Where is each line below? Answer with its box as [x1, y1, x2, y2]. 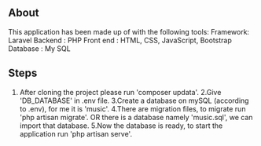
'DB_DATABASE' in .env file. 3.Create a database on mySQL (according [19, 96, 249, 105]
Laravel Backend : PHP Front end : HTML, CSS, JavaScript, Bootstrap [8, 35, 232, 45]
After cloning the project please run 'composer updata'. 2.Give [19, 87, 222, 97]
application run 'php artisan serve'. [19, 129, 132, 138]
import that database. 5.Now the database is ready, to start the [19, 121, 223, 130]
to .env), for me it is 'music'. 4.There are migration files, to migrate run [19, 104, 246, 113]
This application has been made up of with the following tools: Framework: [8, 27, 250, 36]
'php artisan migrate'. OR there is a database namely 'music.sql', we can [19, 112, 253, 122]
